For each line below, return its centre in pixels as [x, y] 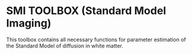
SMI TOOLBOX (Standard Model [86, 11]
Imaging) [29, 23]
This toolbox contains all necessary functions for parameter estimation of [96, 39]
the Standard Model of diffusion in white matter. [65, 46]
